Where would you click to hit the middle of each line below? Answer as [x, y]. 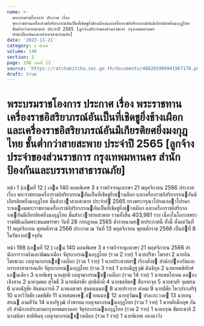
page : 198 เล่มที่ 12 [29, 63]
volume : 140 [22, 52]
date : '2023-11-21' [31, 40]
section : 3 [21, 57]
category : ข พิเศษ [28, 46]
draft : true [22, 74]
